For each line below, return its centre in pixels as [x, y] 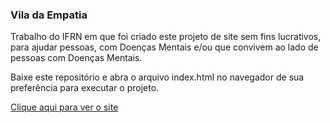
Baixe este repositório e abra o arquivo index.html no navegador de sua [157, 77]
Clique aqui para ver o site [64, 107]
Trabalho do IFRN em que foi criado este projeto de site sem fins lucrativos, [166, 37]
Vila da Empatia [49, 15]
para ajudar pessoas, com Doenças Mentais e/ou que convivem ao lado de [164, 47]
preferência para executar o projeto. [85, 88]
